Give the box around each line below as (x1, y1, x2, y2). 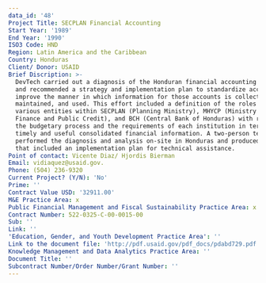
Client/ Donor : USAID (8, 63, 80, 71)
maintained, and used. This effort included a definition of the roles (15, 100, 257, 108)
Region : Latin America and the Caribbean (8, 48, 147, 56)
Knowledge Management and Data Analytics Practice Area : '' (8, 247, 211, 255)
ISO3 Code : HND (8, 41, 59, 49)
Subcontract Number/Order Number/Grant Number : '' (8, 262, 179, 270)
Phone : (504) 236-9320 (8, 166, 83, 174)
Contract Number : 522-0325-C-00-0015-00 (8, 211, 144, 219)
